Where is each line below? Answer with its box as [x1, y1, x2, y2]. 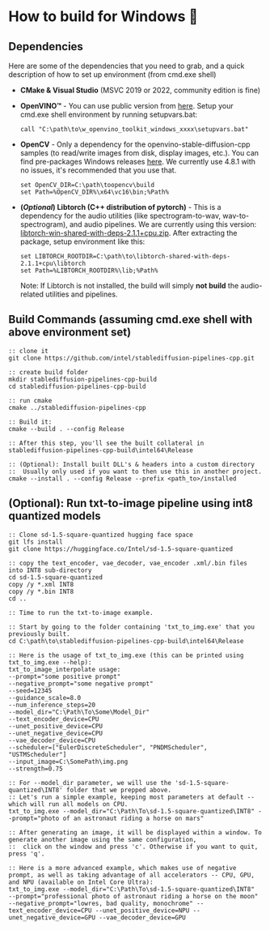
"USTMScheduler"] [8, 750, 67, 758]
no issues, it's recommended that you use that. [19, 165, 177, 175]
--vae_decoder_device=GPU [98, 913, 186, 922]
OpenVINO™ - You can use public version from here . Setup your [19, 101, 234, 110]
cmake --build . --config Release [8, 424, 125, 433]
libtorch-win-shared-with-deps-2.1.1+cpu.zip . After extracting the [19, 228, 238, 237]
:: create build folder [8, 368, 89, 376]
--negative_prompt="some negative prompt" [8, 680, 154, 688]
